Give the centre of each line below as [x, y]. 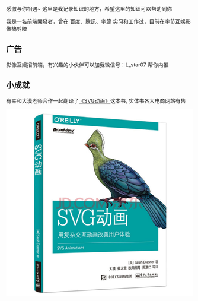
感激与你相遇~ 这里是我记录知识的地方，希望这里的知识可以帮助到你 [89, 9]
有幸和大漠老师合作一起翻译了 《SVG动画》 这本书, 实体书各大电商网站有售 [96, 100]
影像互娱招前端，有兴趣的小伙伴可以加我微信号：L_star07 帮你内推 [87, 65]
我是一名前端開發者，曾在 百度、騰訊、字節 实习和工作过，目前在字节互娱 [96, 21]
